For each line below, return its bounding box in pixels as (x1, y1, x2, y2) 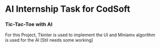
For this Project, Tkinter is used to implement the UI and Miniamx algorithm (5, 32, 155, 38)
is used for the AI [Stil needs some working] (5, 37, 93, 43)
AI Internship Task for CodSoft (5, 3, 130, 15)
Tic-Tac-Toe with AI (5, 21, 53, 28)
